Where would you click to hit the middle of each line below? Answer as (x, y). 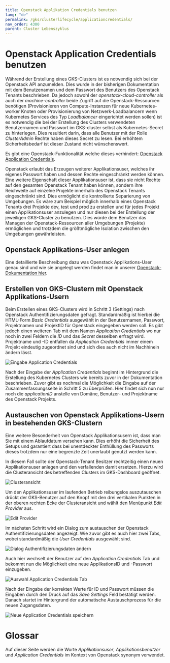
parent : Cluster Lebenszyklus (37, 29)
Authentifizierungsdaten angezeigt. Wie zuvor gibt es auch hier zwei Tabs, (83, 533)
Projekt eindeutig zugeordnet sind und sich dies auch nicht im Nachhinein (82, 347)
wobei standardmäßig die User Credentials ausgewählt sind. (68, 539)
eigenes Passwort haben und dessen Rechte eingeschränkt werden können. (85, 175)
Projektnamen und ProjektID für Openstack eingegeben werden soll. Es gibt (84, 325)
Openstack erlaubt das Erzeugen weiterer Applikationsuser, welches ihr (80, 169)
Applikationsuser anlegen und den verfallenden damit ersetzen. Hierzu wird (84, 467)
